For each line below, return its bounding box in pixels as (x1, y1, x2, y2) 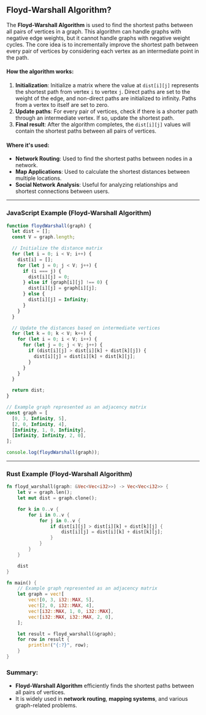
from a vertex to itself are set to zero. (15, 101, 109, 109)
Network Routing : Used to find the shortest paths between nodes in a (15, 155, 193, 162)
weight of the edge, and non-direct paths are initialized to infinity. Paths (15, 95, 196, 102)
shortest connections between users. (15, 187, 110, 195)
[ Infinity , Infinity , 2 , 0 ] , (12, 432, 86, 439)
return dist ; (12, 387, 45, 394)
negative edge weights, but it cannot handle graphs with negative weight (6, 34, 190, 42)
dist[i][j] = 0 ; (28, 273, 70, 280)
